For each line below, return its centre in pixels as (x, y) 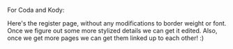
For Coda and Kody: (36, 10)
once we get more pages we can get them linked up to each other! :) (106, 38)
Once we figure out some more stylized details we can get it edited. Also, (112, 31)
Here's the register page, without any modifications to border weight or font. (117, 23)
